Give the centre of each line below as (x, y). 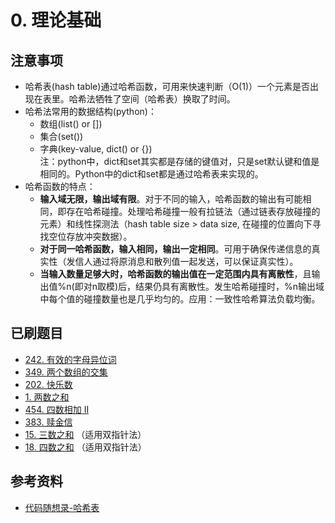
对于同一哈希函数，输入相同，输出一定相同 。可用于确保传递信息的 (175, 249)
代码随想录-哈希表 (62, 507)
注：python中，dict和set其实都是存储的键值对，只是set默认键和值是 (179, 161)
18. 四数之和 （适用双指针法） (85, 447)
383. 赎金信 (48, 422)
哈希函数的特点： (60, 186)
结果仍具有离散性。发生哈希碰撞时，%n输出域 (230, 286)
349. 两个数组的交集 (66, 372)
